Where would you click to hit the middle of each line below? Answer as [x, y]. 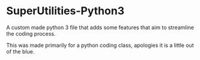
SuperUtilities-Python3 [65, 11]
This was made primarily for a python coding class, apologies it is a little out [100, 45]
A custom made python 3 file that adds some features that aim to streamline [100, 27]
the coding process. [31, 33]
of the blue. [20, 51]
